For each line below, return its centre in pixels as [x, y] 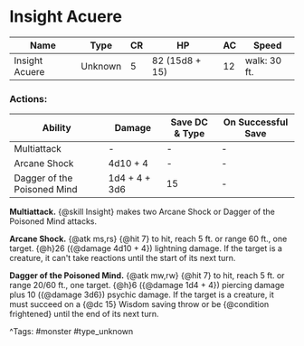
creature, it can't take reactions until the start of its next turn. [123, 258]
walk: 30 [263, 61]
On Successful [256, 122]
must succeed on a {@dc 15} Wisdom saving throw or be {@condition [139, 304]
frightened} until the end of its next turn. [84, 314]
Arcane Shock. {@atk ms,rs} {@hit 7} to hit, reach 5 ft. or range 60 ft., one [148, 239]
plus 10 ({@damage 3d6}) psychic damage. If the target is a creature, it [142, 295]
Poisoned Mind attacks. [53, 221]
